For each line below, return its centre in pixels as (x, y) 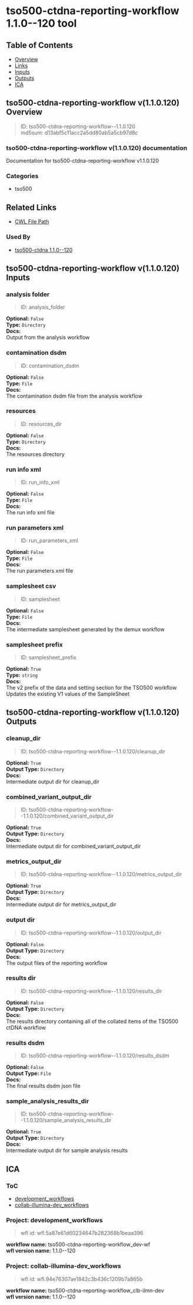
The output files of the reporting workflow (57, 963)
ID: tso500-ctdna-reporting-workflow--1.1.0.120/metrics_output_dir (101, 874)
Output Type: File (29, 1073)
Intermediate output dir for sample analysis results (67, 1150)
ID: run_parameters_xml (49, 540)
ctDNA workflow (26, 1027)
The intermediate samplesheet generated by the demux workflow (85, 629)
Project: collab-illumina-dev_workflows (64, 1266)
